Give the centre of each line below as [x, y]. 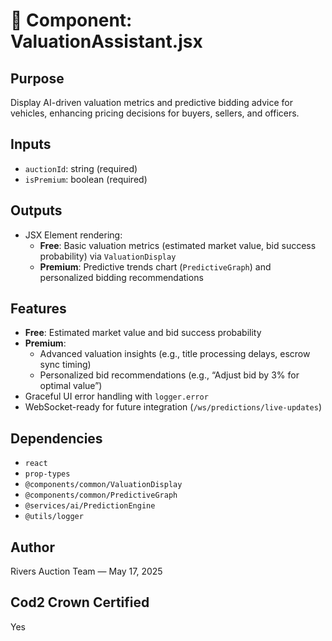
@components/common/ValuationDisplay [103, 485]
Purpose [37, 78]
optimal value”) [71, 386]
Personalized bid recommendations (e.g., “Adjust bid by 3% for [169, 375]
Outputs [36, 210]
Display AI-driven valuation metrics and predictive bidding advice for [152, 102]
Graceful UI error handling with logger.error [116, 396]
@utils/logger [54, 517]
